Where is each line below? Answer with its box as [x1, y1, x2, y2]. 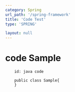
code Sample [5, 53, 61, 64]
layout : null [5, 31, 33, 36]
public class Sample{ [14, 78, 59, 83]
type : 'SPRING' [5, 21, 37, 27]
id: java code [14, 69, 44, 74]
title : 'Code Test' [5, 17, 46, 22]
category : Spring [5, 7, 42, 13]
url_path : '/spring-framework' [5, 12, 71, 17]
